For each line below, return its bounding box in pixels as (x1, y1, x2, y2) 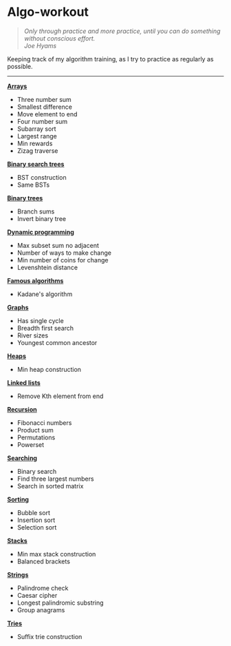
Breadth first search (16, 324, 74, 332)
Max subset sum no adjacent (16, 241, 100, 249)
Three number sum (16, 95, 72, 103)
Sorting (7, 495, 30, 503)
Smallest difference (16, 103, 72, 111)
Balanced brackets (16, 557, 71, 565)
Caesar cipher (16, 591, 58, 599)
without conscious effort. (23, 34, 96, 42)
